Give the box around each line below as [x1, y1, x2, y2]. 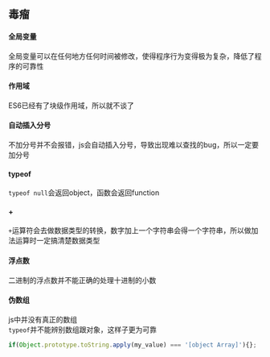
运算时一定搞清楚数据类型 [14, 236, 100, 246]
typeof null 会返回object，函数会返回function [8, 188, 160, 197]
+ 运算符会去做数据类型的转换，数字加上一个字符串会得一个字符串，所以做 [8, 226, 252, 235]
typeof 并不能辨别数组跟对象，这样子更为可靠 [8, 325, 157, 334]
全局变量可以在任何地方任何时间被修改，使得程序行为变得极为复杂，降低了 [8, 51, 255, 60]
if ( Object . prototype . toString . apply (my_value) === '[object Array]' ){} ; [8, 341, 257, 349]
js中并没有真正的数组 [8, 314, 78, 324]
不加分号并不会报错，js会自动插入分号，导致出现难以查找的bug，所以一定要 [8, 140, 260, 149]
